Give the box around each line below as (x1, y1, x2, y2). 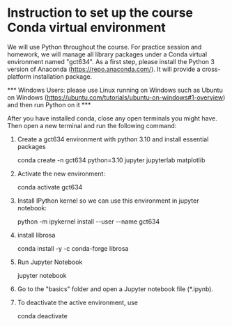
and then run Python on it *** (7, 100, 91, 109)
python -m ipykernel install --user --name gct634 (17, 217, 160, 226)
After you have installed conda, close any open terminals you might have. (7, 114, 218, 123)
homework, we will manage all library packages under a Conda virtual (7, 50, 208, 59)
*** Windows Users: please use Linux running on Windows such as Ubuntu (7, 86, 223, 94)
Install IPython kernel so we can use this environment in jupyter (17, 196, 199, 205)
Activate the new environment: (17, 169, 106, 178)
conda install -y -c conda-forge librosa (17, 244, 129, 252)
